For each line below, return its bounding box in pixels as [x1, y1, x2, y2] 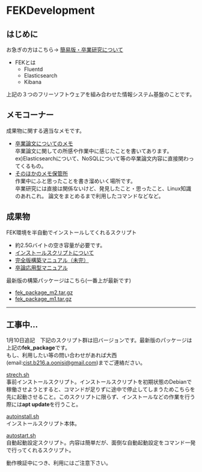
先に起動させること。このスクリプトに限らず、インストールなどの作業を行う [6, 393, 195, 401]
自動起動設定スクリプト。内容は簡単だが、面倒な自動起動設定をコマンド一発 [6, 439, 196, 446]
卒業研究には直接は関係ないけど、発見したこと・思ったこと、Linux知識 [14, 184, 192, 192]
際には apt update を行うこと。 [6, 401, 82, 408]
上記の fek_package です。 [6, 344, 71, 351]
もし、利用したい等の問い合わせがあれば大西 [6, 352, 117, 359]
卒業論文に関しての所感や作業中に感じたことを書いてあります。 [14, 147, 173, 154]
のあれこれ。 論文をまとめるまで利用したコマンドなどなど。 [14, 192, 164, 199]
